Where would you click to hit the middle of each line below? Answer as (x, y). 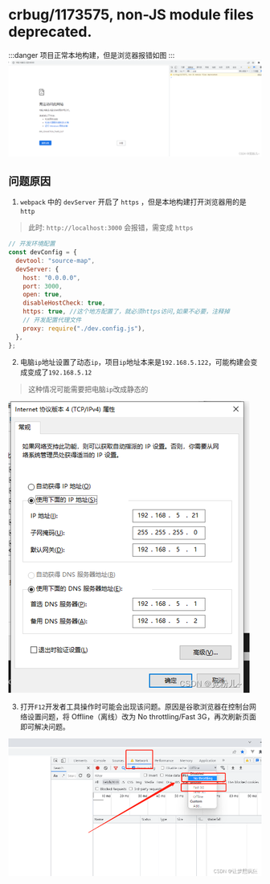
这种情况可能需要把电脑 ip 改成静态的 (88, 389)
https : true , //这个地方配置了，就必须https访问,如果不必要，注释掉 (127, 312)
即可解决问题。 (45, 726)
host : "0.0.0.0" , (52, 278)
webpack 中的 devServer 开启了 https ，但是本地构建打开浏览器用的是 (133, 202)
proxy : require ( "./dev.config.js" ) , (84, 328)
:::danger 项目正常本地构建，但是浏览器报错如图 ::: (92, 55)
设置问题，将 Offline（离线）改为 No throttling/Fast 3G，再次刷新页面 (142, 716)
